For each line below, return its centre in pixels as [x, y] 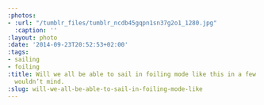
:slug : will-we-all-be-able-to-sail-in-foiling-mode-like [105, 89]
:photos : [22, 15]
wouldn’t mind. [40, 81]
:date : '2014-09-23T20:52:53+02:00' [68, 45]
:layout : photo [33, 37]
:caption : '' [36, 30]
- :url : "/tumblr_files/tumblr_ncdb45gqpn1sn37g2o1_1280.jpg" [112, 23]
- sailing [24, 60]
